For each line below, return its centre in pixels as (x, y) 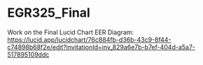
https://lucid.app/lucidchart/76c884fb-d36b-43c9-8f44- (89, 39)
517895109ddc (28, 55)
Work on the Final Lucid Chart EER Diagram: (71, 32)
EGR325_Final (49, 13)
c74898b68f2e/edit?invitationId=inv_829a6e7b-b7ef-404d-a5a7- (101, 47)
